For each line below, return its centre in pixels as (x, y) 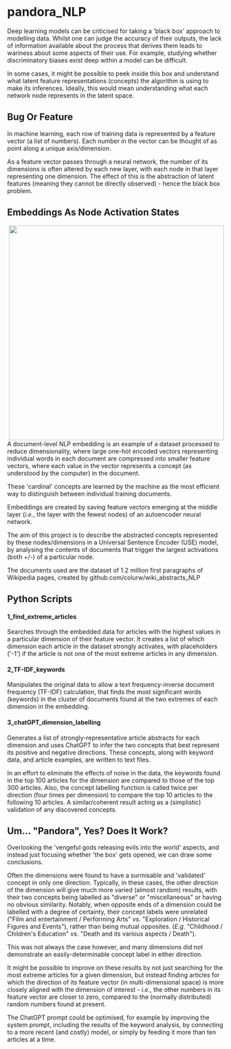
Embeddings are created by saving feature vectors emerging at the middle (112, 507)
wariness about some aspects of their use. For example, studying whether (112, 53)
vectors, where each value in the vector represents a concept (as (100, 465)
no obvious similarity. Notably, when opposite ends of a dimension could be (114, 905)
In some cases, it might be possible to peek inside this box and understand (113, 74)
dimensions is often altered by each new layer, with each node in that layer (113, 168)
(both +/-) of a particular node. (51, 557)
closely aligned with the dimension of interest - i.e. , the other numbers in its (114, 990)
